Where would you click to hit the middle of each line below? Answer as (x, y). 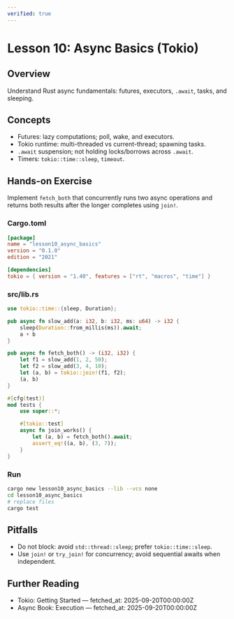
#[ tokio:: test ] (42, 424)
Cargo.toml (27, 223)
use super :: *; (40, 411)
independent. (36, 562)
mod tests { (24, 405)
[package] (22, 238)
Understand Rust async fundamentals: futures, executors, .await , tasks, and (117, 91)
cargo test (23, 508)
